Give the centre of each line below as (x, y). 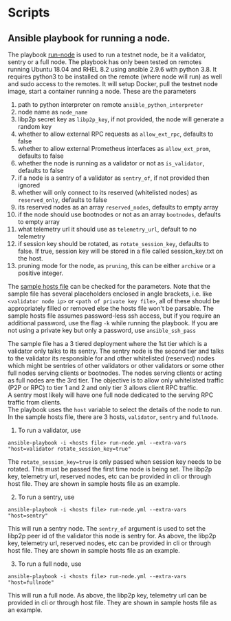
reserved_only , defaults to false (62, 200)
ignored (29, 185)
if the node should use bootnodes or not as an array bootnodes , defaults (119, 214)
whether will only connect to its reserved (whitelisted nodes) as (108, 192)
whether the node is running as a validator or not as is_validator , (111, 163)
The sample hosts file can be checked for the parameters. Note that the (109, 286)
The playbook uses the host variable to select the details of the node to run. (115, 409)
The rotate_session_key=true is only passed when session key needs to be (115, 462)
